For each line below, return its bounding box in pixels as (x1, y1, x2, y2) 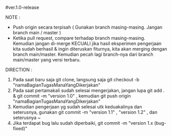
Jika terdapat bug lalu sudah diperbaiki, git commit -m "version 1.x (12, 120, 153, 126)
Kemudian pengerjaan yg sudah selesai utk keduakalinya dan (12, 104, 142, 109)
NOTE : (5, 14, 21, 20)
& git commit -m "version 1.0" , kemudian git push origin (12, 93, 131, 99)
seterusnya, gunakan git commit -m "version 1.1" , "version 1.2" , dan (12, 109, 158, 115)
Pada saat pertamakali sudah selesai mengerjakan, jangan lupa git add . (12, 87, 165, 94)
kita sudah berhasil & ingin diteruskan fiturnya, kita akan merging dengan (12, 46, 167, 52)
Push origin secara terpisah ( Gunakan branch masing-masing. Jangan (12, 24, 163, 30)
